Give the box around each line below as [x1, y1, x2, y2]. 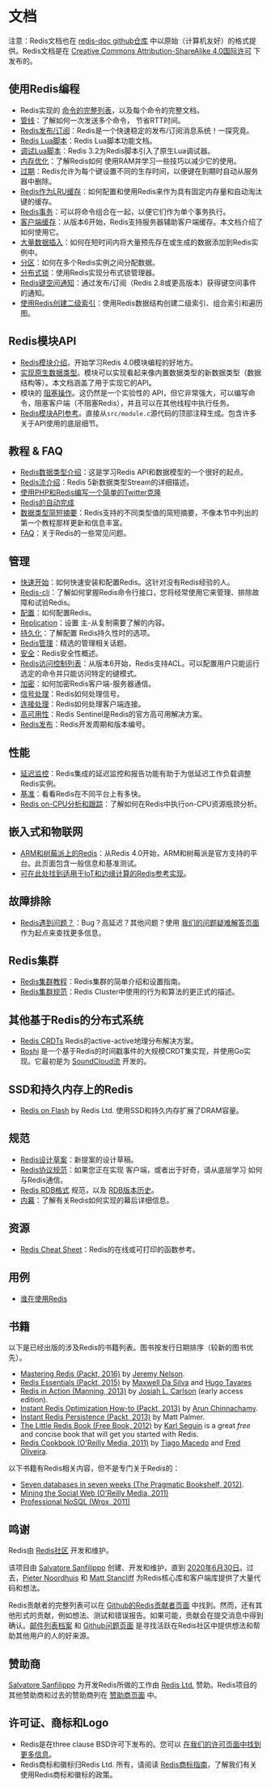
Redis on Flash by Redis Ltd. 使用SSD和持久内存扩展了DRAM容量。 [19, 1106, 244, 1116]
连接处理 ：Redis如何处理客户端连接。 [19, 699, 146, 709]
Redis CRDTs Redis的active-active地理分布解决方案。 [19, 1036, 198, 1046]
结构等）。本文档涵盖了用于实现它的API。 [19, 378, 156, 387]
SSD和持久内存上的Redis [8, 1082, 133, 1096]
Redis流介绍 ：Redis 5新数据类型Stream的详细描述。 [19, 477, 194, 487]
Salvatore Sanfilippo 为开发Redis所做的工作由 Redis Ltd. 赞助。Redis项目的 [8, 1680, 257, 1690]
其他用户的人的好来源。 [15, 1631, 94, 1641]
